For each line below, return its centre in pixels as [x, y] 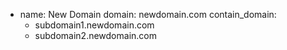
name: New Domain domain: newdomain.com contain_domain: [148, 14]
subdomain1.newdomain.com [94, 25]
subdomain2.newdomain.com [95, 35]
